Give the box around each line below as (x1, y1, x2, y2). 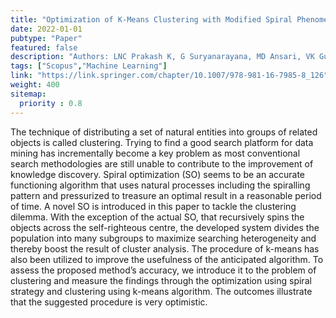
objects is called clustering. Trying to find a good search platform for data (10, 136, 314, 148)
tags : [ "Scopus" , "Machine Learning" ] (10, 61, 168, 71)
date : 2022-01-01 (10, 24, 83, 34)
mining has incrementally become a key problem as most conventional (10, 147, 301, 159)
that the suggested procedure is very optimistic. (10, 296, 208, 308)
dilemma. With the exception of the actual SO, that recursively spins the (10, 211, 305, 223)
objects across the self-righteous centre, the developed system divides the (10, 221, 320, 233)
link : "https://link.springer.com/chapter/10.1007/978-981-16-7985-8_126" (10, 71, 329, 81)
